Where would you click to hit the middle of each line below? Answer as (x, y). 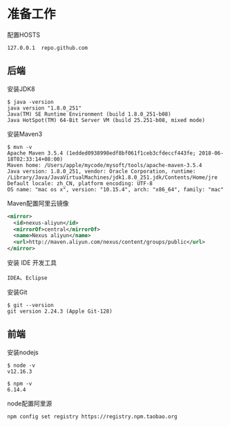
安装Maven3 (25, 134)
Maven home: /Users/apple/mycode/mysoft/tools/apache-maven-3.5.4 (105, 165)
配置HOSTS (24, 35)
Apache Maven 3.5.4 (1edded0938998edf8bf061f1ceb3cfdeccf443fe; (102, 153)
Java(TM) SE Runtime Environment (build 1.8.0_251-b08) (89, 114)
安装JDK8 (21, 89)
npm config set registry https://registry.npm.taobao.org (92, 417)
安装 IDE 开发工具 (32, 263)
